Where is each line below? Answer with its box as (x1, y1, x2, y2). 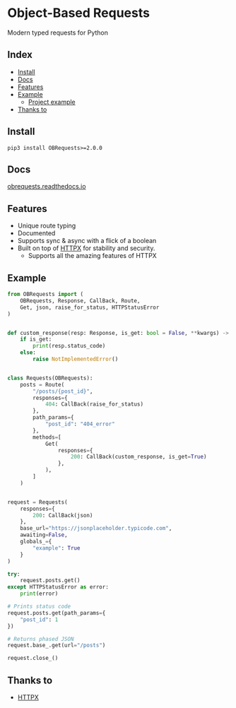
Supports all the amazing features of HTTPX (28, 252, 157, 260)
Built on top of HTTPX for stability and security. (17, 244, 155, 252)
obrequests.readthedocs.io (7, 182, 86, 191)
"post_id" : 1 (20, 616, 59, 623)
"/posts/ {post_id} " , (33, 387, 93, 395)
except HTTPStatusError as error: (7, 584, 110, 591)
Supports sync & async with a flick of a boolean (17, 237, 157, 245)
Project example (28, 98, 76, 106)
